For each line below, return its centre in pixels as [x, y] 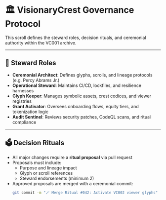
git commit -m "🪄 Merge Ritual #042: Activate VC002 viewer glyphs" [85, 193]
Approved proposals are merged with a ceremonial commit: [73, 183]
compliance [24, 122]
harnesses [23, 90]
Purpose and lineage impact [48, 168]
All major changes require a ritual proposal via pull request [72, 157]
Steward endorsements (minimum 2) [57, 178]
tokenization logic [30, 112]
